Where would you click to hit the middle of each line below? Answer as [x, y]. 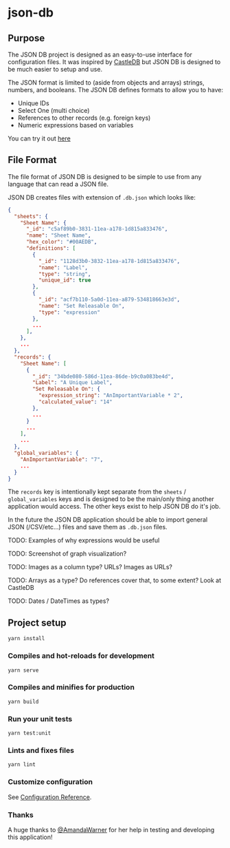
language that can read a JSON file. [58, 184]
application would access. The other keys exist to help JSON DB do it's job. [114, 507]
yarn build [23, 701]
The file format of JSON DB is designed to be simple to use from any [105, 176]
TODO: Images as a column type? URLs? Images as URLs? [90, 567]
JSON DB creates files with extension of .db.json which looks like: [102, 197]
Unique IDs [34, 103]
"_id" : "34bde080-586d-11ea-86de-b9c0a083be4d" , [103, 377]
